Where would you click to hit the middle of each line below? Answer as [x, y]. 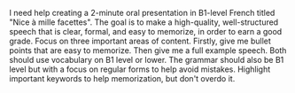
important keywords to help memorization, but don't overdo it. [122, 78]
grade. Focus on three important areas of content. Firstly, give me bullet [140, 41]
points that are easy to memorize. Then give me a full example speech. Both [148, 50]
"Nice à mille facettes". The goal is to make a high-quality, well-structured [144, 22]
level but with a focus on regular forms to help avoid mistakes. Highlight [140, 69]
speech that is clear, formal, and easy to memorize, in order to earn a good [146, 31]
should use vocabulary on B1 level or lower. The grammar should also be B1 [147, 60]
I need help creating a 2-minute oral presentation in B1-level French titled [142, 13]
